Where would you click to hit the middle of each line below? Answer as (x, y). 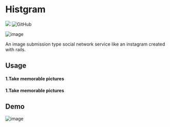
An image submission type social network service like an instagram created (85, 44)
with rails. (15, 49)
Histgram (25, 9)
